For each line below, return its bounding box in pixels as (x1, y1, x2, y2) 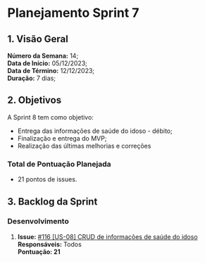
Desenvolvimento (7, 217, 69, 226)
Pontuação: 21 (17, 248, 61, 256)
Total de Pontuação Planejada (7, 159, 111, 169)
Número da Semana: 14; (7, 51, 79, 60)
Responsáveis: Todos (17, 240, 82, 248)
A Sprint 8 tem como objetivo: (7, 113, 94, 121)
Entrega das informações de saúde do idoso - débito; (17, 127, 173, 135)
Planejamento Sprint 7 (7, 5, 139, 21)
